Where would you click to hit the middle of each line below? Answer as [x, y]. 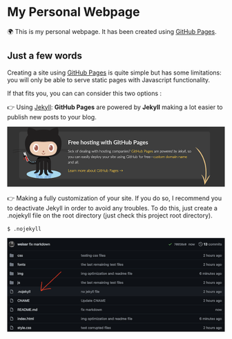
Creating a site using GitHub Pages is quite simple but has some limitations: [115, 72]
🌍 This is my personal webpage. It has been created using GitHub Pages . [112, 31]
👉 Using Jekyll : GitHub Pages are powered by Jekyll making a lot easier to [115, 107]
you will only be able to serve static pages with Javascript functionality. [109, 79]
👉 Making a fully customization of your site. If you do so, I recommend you [115, 198]
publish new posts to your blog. [52, 117]
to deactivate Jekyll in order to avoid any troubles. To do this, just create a [112, 209]
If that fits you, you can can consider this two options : [85, 93]
